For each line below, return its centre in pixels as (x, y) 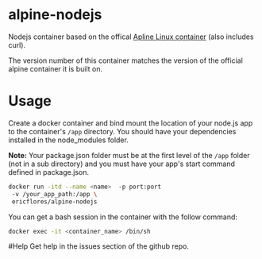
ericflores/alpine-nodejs (54, 201)
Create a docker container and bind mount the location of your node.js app (131, 123)
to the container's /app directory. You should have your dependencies (122, 131)
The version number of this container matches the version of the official (126, 60)
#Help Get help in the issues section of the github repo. (98, 246)
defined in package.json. (49, 172)
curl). (17, 44)
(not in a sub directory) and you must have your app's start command (122, 164)
